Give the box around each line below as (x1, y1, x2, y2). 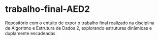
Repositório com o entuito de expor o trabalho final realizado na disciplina (5, 20, 155, 26)
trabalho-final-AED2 (5, 3, 90, 15)
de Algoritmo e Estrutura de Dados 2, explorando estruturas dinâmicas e (5, 25, 152, 31)
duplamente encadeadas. (5, 30, 57, 36)
